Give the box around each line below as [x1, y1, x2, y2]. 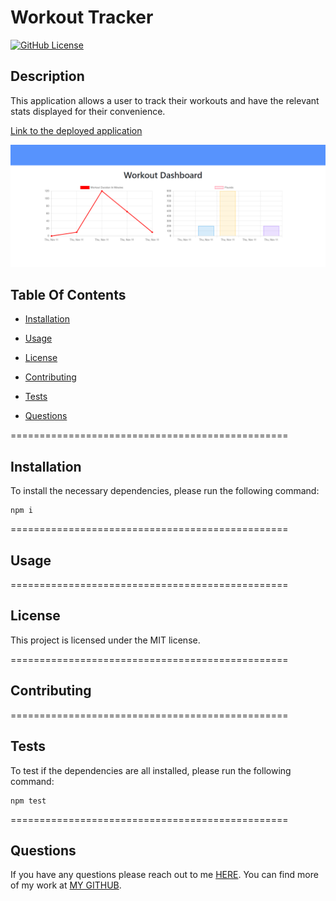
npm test [10, 796, 47, 806]
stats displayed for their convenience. [10, 105, 166, 117]
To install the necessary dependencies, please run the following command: [10, 485, 320, 497]
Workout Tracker [10, 6, 154, 29]
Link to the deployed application [10, 124, 143, 136]
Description [10, 68, 85, 85]
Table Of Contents [10, 287, 127, 304]
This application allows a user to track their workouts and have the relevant [10, 94, 320, 106]
